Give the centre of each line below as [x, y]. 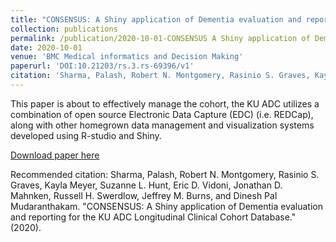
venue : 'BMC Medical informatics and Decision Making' [127, 57]
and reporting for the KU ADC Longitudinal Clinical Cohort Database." [153, 217]
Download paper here [55, 155]
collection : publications [64, 29]
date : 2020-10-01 [46, 47]
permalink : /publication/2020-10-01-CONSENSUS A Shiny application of [160, 38]
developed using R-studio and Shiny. [86, 135]
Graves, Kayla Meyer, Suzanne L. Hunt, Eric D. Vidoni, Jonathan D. [146, 185]
